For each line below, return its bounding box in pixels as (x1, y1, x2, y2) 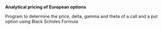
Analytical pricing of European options (5, 4, 87, 10)
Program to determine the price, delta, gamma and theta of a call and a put (5, 14, 158, 19)
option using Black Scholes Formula (5, 19, 78, 24)
